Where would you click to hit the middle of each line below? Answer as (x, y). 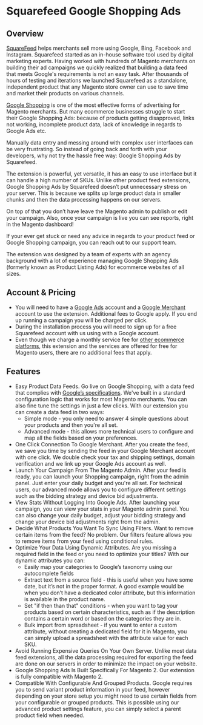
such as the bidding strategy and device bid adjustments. (87, 495)
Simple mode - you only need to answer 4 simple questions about (106, 418)
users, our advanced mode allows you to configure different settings (101, 489)
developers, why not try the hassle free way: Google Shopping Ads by (94, 155)
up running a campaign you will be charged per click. (81, 320)
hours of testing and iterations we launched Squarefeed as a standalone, (97, 80)
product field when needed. (50, 715)
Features (23, 372)
